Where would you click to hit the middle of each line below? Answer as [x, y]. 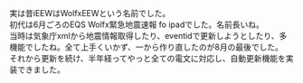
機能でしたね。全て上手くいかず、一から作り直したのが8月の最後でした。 [146, 47]
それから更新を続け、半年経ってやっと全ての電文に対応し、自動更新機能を [148, 58]
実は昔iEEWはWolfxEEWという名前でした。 [90, 13]
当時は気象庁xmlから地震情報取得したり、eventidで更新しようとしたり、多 [148, 36]
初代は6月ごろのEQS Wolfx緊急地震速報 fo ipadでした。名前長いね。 [137, 24]
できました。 [41, 69]
